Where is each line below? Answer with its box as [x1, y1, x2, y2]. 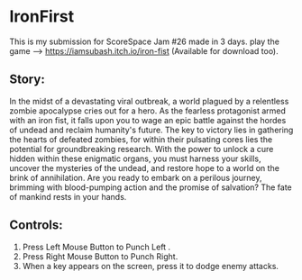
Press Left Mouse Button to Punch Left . [22, 241, 171, 252]
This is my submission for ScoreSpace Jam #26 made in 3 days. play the [9, 36, 279, 47]
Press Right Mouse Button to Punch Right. [22, 250, 178, 262]
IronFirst [9, 6, 75, 27]
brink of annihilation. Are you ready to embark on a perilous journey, [9, 172, 262, 183]
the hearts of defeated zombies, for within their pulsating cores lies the [9, 133, 273, 145]
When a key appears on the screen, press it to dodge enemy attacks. [22, 260, 279, 271]
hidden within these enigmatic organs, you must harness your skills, [9, 153, 261, 164]
